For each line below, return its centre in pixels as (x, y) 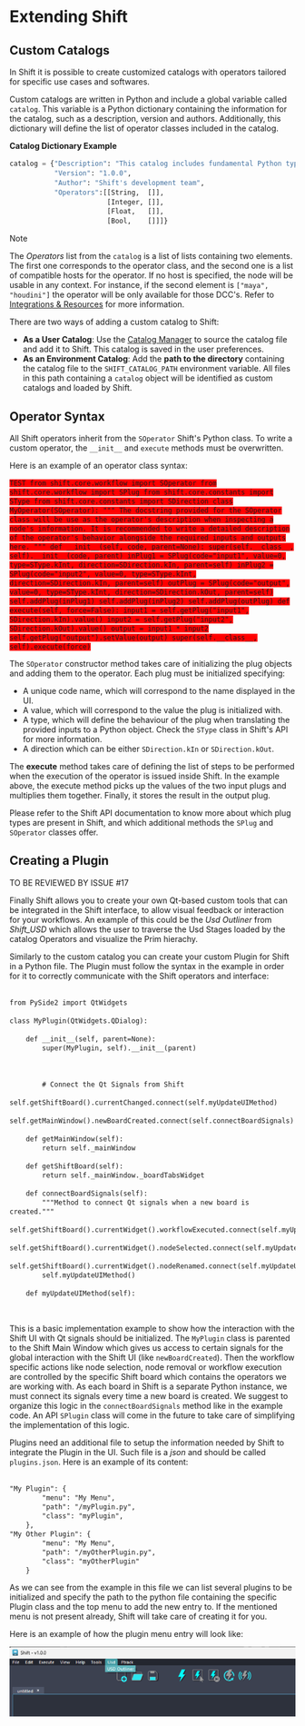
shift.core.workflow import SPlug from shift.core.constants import (142, 492)
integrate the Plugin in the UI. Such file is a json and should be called (138, 1452)
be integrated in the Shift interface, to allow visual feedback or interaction (147, 909)
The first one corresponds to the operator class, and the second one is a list (151, 266)
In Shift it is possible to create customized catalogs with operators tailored (148, 72)
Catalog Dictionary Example (63, 146)
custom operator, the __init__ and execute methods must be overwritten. (147, 448)
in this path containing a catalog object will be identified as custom (148, 378)
